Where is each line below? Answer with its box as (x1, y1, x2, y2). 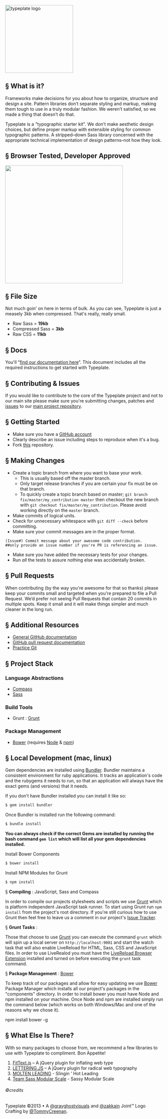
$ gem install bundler (5, 803, 53, 808)
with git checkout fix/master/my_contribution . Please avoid (20, 502, 147, 508)
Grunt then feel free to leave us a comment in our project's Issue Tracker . (5, 914, 156, 920)
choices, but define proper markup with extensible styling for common (5, 126, 151, 132)
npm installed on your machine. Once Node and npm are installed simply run (5, 996, 163, 1002)
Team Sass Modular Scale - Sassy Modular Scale (12, 1076, 114, 1082)
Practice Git (12, 645, 37, 651)
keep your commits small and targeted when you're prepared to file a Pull (5, 590, 157, 596)
